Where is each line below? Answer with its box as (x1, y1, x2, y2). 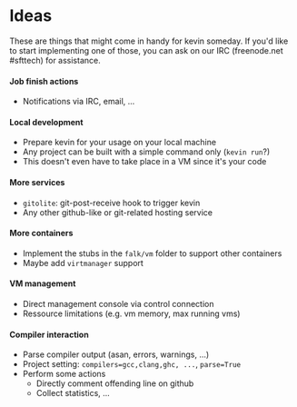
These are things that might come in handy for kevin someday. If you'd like (9, 35, 289, 46)
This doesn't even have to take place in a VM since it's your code (22, 156, 267, 167)
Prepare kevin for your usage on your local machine (22, 137, 216, 148)
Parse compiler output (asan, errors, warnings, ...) (22, 349, 210, 360)
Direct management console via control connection (22, 298, 214, 309)
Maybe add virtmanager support (22, 257, 144, 268)
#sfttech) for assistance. (9, 55, 102, 65)
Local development (9, 116, 84, 127)
